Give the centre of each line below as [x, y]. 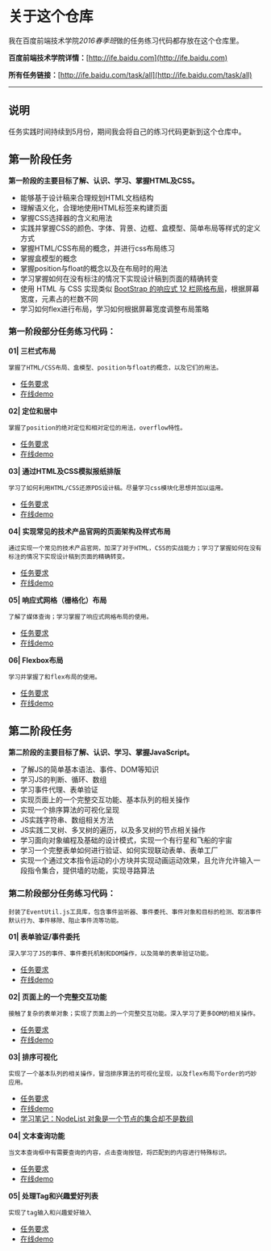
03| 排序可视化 [33, 1057]
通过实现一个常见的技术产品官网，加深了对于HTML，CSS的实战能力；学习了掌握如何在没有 [135, 548]
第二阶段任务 [40, 731]
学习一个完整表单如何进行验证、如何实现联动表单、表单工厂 [119, 850]
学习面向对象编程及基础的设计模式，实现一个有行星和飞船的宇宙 [126, 840]
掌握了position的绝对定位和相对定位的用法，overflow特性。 [98, 428]
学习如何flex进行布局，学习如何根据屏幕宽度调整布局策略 [115, 309]
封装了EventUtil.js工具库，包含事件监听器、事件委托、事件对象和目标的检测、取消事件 [135, 912]
